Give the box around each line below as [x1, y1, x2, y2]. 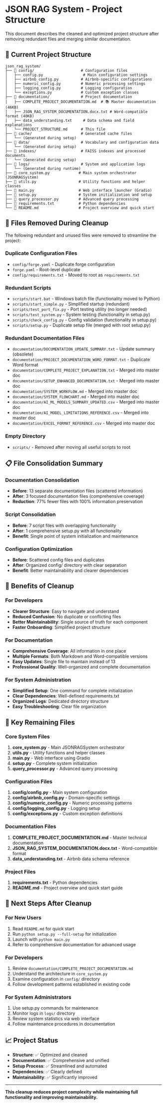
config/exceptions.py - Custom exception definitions [12, 810, 123, 817]
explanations [5, 122, 32, 127]
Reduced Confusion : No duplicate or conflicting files [12, 613, 121, 620]
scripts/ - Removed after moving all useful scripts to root [12, 444, 131, 450]
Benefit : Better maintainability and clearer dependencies [12, 568, 129, 574]
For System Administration [5, 676, 71, 683]
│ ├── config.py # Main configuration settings [5, 72, 148, 77]
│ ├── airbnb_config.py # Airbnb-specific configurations [5, 76, 153, 82]
